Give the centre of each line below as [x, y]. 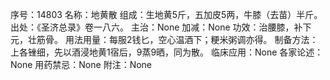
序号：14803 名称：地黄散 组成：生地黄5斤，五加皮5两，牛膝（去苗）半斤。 [166, 14]
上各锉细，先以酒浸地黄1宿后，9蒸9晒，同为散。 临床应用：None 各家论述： [167, 52]
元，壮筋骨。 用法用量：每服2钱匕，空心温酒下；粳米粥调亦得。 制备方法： [164, 39]
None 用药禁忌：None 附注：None [81, 64]
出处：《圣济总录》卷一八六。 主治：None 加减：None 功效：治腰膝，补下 [161, 27]
